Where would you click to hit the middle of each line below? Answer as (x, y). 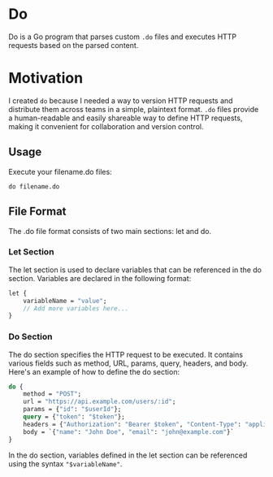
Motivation (46, 78)
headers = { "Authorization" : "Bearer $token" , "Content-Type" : (132, 424)
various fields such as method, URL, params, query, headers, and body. (128, 363)
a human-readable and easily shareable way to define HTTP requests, (126, 118)
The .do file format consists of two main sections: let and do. (110, 231)
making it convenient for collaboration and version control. (106, 126)
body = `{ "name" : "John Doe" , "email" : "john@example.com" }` (128, 431)
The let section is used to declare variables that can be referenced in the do (135, 270)
